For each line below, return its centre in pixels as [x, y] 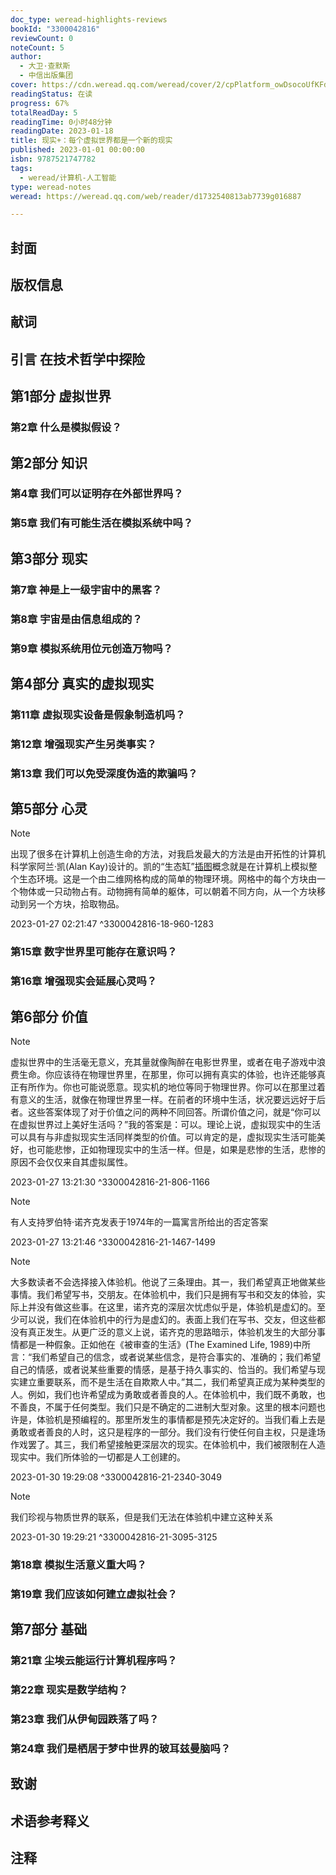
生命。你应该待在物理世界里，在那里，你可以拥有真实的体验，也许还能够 [167, 1075]
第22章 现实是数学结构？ [69, 1690]
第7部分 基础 [49, 1629]
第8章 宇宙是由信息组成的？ [76, 619]
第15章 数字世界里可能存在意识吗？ [94, 952]
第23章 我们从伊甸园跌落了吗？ [85, 1719]
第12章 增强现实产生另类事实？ [83, 744]
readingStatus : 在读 [51, 94]
